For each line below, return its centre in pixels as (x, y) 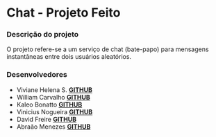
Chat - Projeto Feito (64, 13)
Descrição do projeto (43, 35)
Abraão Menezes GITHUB (53, 127)
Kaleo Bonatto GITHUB (49, 104)
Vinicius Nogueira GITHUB (55, 111)
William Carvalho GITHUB (53, 97)
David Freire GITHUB (47, 119)
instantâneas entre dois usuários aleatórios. (69, 57)
